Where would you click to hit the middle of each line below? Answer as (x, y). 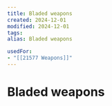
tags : (15, 33)
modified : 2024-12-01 (38, 26)
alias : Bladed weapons (40, 39)
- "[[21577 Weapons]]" (40, 58)
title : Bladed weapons (40, 13)
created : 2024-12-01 (37, 20)
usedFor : (20, 52)
